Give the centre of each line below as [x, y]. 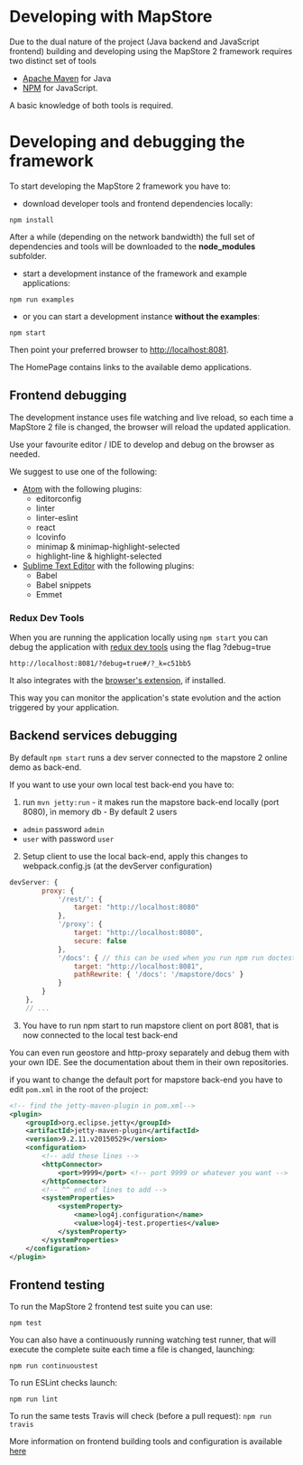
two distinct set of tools [53, 60]
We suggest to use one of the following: [83, 471]
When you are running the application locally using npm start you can [139, 637]
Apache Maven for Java [67, 78]
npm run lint [34, 1400]
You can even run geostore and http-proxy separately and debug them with [150, 1052]
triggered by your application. [64, 707]
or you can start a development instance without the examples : [141, 316]
